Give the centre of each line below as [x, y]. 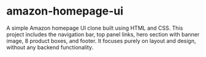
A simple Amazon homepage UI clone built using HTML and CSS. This [95, 28]
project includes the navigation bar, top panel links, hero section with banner [103, 34]
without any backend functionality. [50, 47]
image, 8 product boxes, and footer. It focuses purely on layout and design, [101, 41]
